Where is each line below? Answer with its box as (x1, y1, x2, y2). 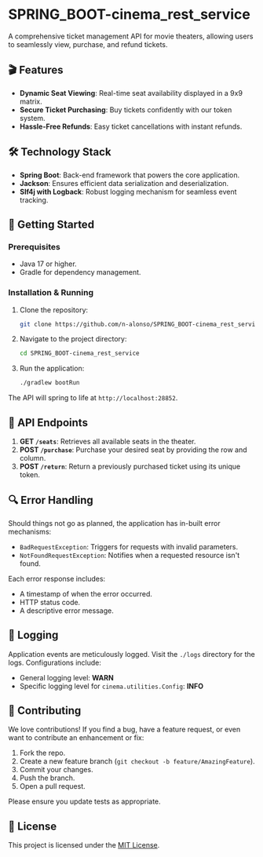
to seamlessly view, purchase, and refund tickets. (8, 39, 168, 49)
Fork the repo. (19, 748, 66, 758)
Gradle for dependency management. (19, 268, 141, 277)
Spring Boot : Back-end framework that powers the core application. (19, 170, 240, 180)
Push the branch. (19, 773, 75, 782)
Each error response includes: (8, 574, 106, 583)
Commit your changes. (19, 765, 93, 775)
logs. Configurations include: (8, 658, 102, 667)
